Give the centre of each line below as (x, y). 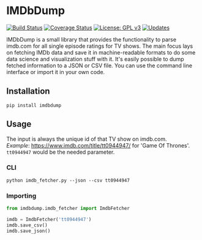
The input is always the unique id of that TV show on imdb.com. (87, 139)
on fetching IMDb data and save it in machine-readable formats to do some (101, 52)
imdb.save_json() (28, 231)
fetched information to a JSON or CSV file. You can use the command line (99, 66)
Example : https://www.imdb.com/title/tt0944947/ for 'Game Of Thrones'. (98, 145)
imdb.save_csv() (27, 225)
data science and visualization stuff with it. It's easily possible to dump (95, 59)
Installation (28, 92)
